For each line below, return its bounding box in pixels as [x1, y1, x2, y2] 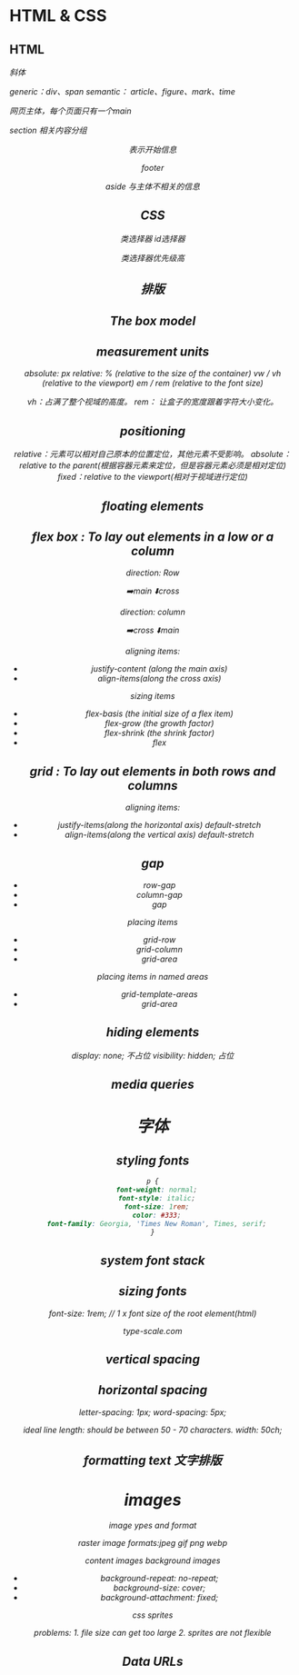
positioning [119, 424, 186, 439]
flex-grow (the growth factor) [104, 718, 214, 729]
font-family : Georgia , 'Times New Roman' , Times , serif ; [46, 1219, 267, 1228]
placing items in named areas [96, 972, 209, 982]
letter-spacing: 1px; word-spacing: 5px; [78, 1406, 227, 1418]
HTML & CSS [9, 5, 107, 26]
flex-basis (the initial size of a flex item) [85, 708, 234, 719]
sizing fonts [118, 1283, 187, 1300]
